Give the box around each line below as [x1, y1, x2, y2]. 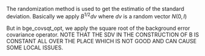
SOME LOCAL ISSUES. [6, 44, 63, 51]
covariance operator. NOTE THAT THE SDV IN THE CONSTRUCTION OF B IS [6, 30, 199, 38]
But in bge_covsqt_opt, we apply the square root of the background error [6, 24, 190, 32]
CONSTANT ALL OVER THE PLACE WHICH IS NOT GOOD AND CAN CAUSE [6, 37, 197, 44]
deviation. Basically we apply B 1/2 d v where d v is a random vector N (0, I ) [6, 12, 187, 20]
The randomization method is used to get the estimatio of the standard [6, 5, 185, 12]
